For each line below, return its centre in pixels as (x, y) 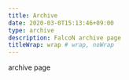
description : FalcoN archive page (65, 38)
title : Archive (33, 15)
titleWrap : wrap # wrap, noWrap (61, 45)
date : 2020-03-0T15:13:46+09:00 (61, 23)
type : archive (31, 30)
